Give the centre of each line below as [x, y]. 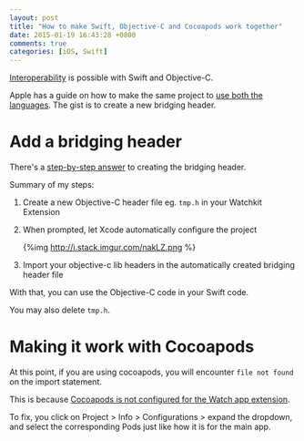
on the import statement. [56, 382]
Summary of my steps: [52, 185]
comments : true [38, 43]
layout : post [34, 18]
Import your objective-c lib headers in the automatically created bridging [159, 265]
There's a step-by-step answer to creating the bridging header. [128, 167]
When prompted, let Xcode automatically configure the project [140, 230]
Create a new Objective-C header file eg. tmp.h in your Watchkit [142, 202]
